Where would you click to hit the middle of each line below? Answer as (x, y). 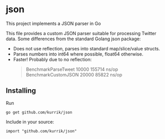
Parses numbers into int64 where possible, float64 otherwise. (78, 54)
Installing (21, 91)
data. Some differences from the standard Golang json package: (73, 39)
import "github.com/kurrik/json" (41, 131)
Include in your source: (30, 122)
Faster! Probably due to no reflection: (52, 59)
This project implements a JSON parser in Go (53, 23)
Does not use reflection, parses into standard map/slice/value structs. (87, 48)
